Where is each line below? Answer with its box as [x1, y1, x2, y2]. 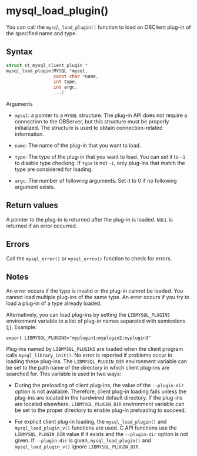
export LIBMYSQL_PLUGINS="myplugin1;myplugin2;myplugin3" [6, 335, 151, 341]
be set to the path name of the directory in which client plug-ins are [6, 364, 170, 371]
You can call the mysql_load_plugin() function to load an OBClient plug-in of [6, 24, 191, 31]
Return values [6, 200, 59, 210]
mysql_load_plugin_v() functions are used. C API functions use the [14, 424, 178, 431]
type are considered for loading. [14, 166, 93, 173]
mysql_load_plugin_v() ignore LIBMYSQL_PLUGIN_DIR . [14, 443, 140, 450]
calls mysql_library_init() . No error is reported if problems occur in [6, 351, 172, 359]
